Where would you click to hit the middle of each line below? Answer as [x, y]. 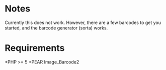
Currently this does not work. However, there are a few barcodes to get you [83, 22]
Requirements [35, 48]
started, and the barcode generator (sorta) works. [56, 27]
